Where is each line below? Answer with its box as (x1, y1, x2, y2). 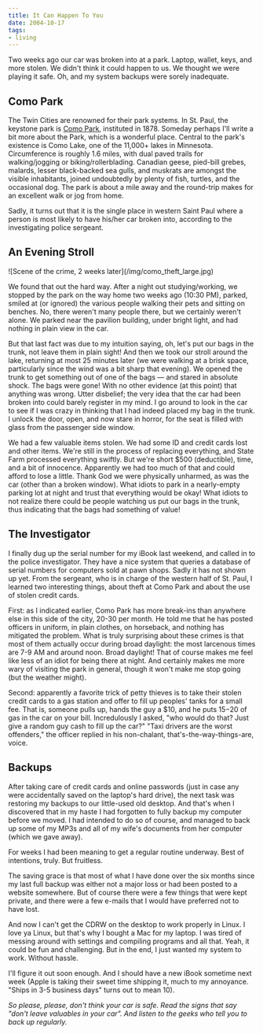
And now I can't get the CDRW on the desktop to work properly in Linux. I (8, 919, 246, 929)
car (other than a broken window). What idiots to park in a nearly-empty (8, 480, 241, 489)
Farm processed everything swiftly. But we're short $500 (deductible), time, (8, 454, 254, 464)
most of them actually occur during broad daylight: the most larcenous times (8, 639, 256, 648)
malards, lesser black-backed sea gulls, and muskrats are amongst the (8, 166, 237, 176)
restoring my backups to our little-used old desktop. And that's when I (8, 799, 235, 808)
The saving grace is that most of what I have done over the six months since (8, 871, 255, 880)
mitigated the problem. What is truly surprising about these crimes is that (8, 631, 244, 640)
